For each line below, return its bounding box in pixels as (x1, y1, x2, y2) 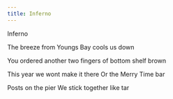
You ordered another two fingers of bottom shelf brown (7, 56, 167, 65)
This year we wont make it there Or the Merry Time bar (7, 70, 165, 78)
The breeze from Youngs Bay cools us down (7, 43, 135, 51)
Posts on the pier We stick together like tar (7, 83, 130, 91)
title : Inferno (7, 10, 52, 17)
